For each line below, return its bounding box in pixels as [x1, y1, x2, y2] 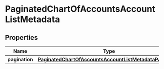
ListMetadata [5, 14, 60, 25]
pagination [7, 56, 33, 63]
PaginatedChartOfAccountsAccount [5, 3, 156, 15]
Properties [5, 33, 38, 42]
